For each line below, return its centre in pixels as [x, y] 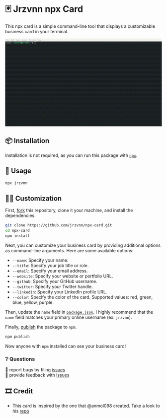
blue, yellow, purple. [33, 302]
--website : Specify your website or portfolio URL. [63, 276]
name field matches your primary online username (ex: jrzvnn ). [69, 317]
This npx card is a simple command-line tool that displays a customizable [80, 26]
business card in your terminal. [37, 31]
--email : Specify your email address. [50, 271]
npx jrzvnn [16, 183]
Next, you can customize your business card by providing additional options [83, 245]
